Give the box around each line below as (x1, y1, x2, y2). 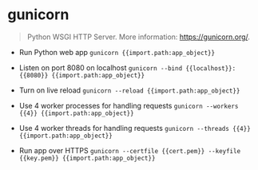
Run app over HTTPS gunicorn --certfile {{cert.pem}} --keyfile (18, 145, 241, 155)
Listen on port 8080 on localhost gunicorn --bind (18, 62, 183, 73)
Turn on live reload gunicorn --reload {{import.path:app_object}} (18, 85, 240, 95)
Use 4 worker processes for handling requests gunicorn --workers (18, 101, 239, 110)
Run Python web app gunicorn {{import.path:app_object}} (18, 47, 216, 57)
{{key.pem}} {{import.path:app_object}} (18, 154, 156, 162)
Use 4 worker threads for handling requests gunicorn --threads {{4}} (18, 123, 251, 132)
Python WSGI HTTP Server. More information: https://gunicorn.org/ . (26, 32, 251, 42)
